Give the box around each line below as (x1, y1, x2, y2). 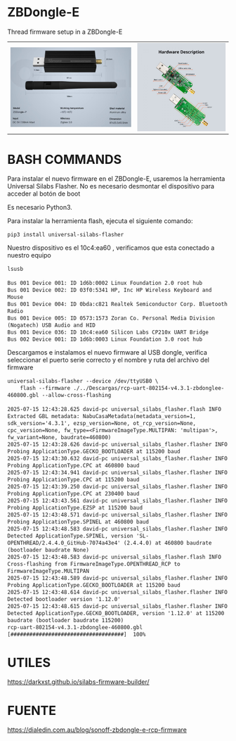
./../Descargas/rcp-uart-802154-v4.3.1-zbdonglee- (73, 385, 225, 392)
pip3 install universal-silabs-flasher (7, 232, 124, 239)
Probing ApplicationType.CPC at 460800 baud (7, 462, 140, 469)
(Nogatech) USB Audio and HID (7, 322, 96, 329)
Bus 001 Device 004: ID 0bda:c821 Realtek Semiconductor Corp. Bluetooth (7, 300, 228, 308)
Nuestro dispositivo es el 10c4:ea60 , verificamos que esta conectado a (7, 243, 215, 252)
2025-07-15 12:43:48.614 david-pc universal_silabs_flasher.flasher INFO (7, 589, 228, 596)
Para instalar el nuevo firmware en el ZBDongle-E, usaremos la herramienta (7, 175, 225, 183)
